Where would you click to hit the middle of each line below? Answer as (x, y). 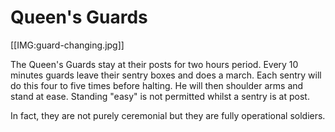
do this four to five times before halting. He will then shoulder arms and (157, 85)
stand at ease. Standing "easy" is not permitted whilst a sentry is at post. (160, 96)
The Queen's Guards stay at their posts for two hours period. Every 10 (154, 64)
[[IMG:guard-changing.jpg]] (67, 45)
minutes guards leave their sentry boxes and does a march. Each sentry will (166, 75)
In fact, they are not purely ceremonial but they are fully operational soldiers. (168, 115)
